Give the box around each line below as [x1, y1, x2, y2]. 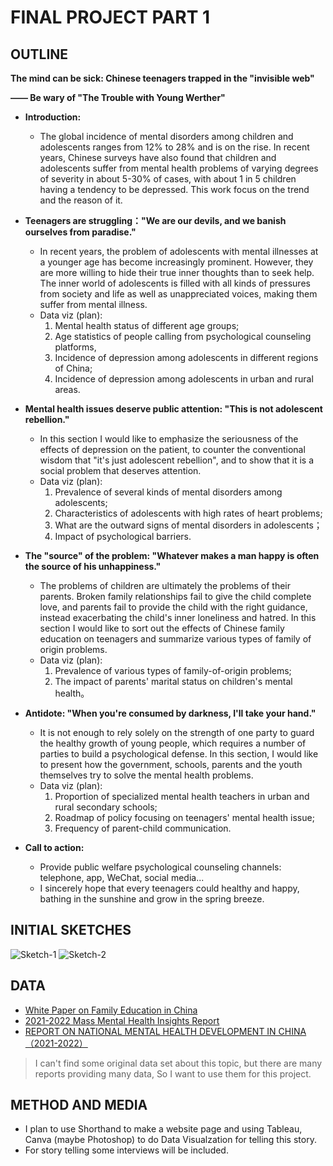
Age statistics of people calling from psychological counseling [54, 331, 312, 342]
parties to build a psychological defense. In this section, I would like [39, 748, 319, 760]
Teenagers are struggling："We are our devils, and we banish [24, 215, 287, 226]
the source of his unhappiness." [24, 561, 162, 572]
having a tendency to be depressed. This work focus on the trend [39, 184, 310, 195]
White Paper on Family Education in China [24, 1004, 198, 1016]
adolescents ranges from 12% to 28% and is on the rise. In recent [39, 141, 310, 153]
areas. [54, 384, 81, 395]
